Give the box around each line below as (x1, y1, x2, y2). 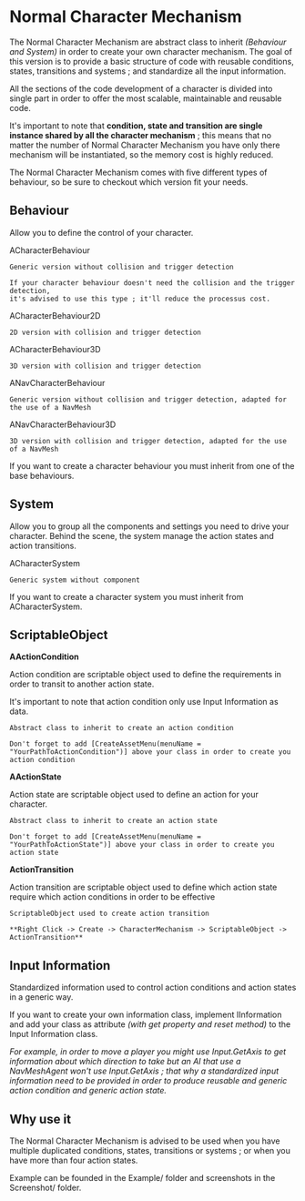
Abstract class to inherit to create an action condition (9, 724, 234, 733)
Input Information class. (9, 1029, 98, 1040)
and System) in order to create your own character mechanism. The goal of (9, 46, 293, 56)
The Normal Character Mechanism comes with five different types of (9, 167, 268, 178)
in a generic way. (9, 992, 74, 1003)
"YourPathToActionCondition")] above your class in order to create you (9, 748, 291, 757)
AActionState (9, 771, 62, 782)
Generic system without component (9, 575, 141, 585)
